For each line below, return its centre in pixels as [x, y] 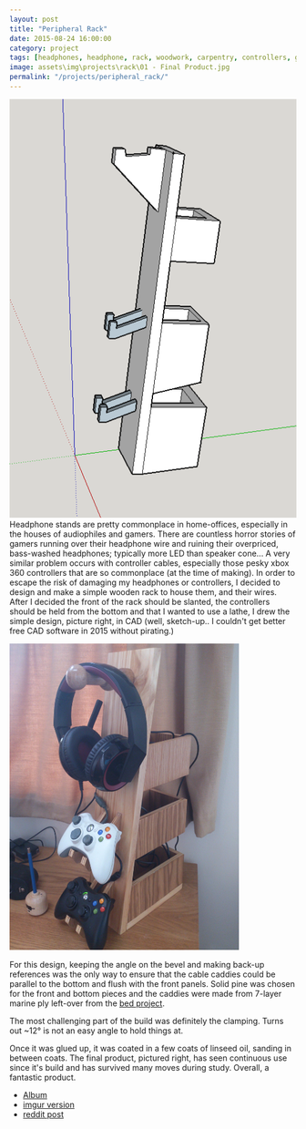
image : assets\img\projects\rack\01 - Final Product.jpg [120, 67]
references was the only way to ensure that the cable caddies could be [143, 974]
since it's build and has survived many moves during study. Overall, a [139, 1067]
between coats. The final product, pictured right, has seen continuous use [148, 1058]
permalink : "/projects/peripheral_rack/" [89, 77]
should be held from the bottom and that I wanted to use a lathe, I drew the [150, 611]
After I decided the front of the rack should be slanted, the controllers [140, 602]
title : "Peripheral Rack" [58, 29]
